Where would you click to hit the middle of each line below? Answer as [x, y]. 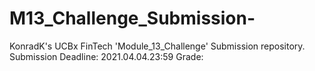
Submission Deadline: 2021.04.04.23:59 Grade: [106, 56]
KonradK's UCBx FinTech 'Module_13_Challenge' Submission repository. [157, 46]
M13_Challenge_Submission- [132, 18]
